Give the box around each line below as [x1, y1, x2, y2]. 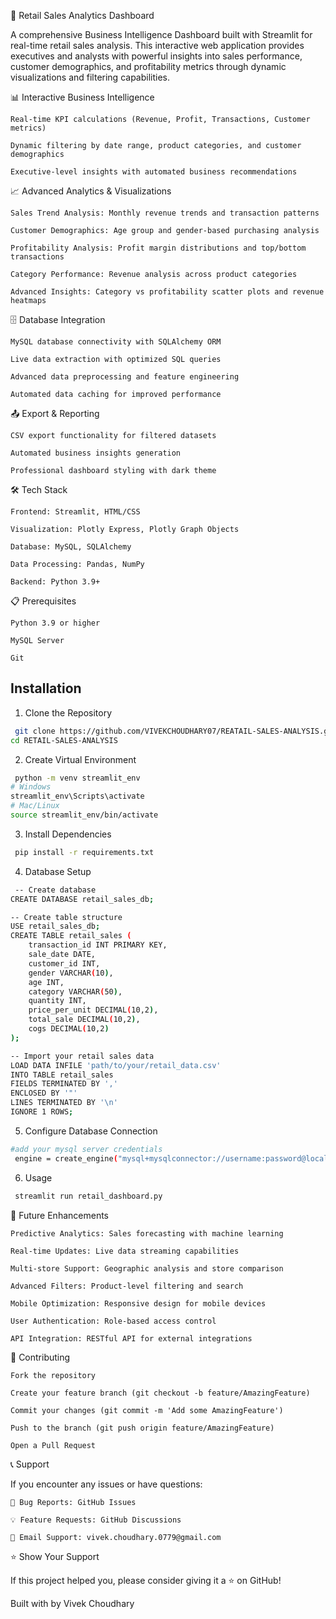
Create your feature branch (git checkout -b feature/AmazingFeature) [10, 1388, 311, 1398]
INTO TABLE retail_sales [10, 1070, 114, 1080]
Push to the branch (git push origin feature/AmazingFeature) [10, 1423, 275, 1433]
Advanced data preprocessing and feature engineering [10, 372, 240, 382]
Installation [10, 680, 82, 697]
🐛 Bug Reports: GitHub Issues [10, 1497, 137, 1507]
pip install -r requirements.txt [14, 847, 155, 857]
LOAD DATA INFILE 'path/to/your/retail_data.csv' [10, 1060, 222, 1070]
